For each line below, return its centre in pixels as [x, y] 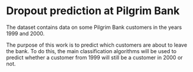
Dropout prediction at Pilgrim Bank [93, 11]
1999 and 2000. [26, 33]
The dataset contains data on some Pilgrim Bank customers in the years [94, 27]
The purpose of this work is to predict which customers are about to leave [97, 45]
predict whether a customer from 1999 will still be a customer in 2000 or [94, 57]
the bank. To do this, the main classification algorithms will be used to [91, 51]
